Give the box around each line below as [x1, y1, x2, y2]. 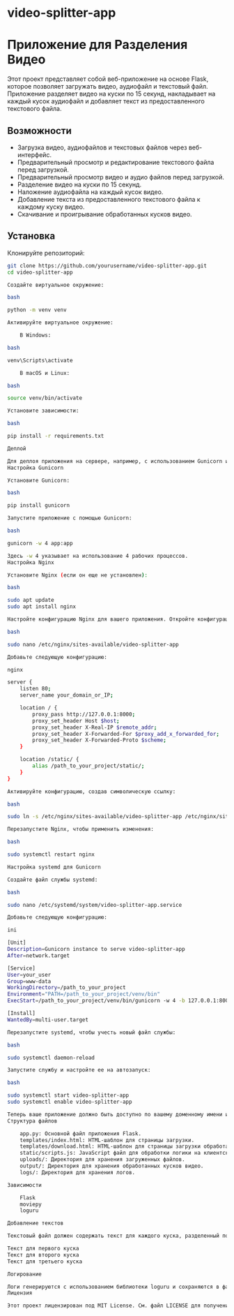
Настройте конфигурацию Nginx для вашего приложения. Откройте [7, 616, 195, 623]
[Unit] [7, 939, 26, 947]
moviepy [19, 1201, 42, 1208]
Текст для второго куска [7, 1251, 79, 1258]
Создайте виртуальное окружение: [7, 281, 104, 288]
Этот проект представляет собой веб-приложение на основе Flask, [7, 75, 209, 83]
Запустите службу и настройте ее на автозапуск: [7, 1067, 151, 1074]
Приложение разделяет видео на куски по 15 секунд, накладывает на [7, 89, 216, 98]
